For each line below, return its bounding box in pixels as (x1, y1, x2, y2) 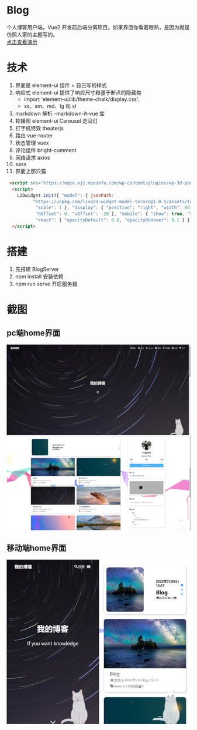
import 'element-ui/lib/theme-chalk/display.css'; (23, 95, 140, 103)
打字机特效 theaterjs (15, 125, 64, 132)
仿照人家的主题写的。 (6, 31, 58, 38)
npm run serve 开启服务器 (15, 280, 78, 287)
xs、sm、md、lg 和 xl (23, 102, 77, 109)
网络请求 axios (15, 154, 50, 161)
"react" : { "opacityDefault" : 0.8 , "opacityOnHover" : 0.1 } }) (35, 217, 193, 223)
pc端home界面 (6, 328, 61, 338)
